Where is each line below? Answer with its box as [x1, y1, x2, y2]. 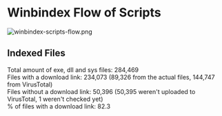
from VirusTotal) [7, 80, 53, 89]
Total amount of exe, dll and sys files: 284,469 [7, 65, 139, 73]
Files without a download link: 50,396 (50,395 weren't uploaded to [7, 87, 196, 95]
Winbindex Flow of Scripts [7, 5, 161, 21]
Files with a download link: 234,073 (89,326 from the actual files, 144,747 [7, 73, 215, 81]
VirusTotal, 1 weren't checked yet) [7, 95, 103, 103]
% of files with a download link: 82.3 [7, 102, 111, 111]
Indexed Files [7, 47, 65, 59]
